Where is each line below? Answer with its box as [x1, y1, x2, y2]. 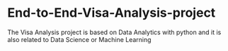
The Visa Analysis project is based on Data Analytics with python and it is [7, 28, 222, 36]
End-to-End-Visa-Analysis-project [7, 5, 216, 21]
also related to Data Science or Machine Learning [7, 35, 152, 43]
